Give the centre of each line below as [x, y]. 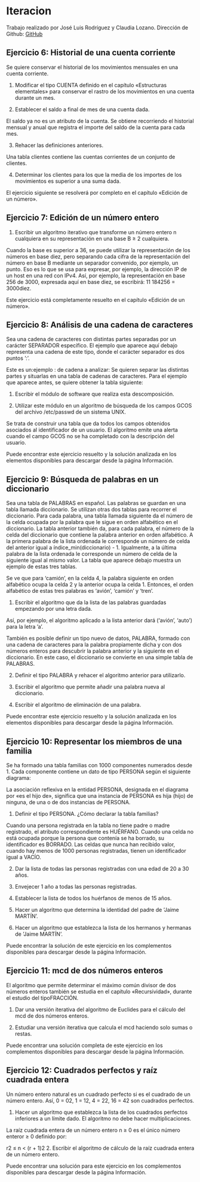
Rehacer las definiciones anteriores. [59, 145]
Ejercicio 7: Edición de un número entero [83, 218]
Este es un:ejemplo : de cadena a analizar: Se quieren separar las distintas [98, 370]
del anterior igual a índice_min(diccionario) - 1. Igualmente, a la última [92, 547]
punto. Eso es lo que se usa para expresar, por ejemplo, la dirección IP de [96, 269]
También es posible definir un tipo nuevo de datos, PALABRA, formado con [98, 638]
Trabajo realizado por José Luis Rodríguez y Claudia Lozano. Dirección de [97, 27]
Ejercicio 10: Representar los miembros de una [94, 741]
